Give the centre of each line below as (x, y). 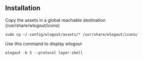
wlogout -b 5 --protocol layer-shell (44, 53)
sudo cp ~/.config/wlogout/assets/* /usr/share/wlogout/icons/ (72, 34)
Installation (23, 8)
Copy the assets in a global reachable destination (55, 20)
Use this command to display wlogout (44, 44)
